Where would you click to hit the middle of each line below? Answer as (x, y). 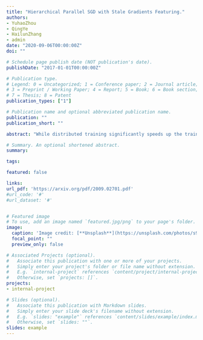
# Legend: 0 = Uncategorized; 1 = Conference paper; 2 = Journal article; (102, 84)
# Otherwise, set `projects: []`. (52, 278)
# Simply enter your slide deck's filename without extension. (90, 311)
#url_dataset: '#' (29, 200)
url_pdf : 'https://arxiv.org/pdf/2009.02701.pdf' (70, 189)
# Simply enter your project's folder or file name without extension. (101, 266)
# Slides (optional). (34, 300)
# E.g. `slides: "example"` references (59, 317)
